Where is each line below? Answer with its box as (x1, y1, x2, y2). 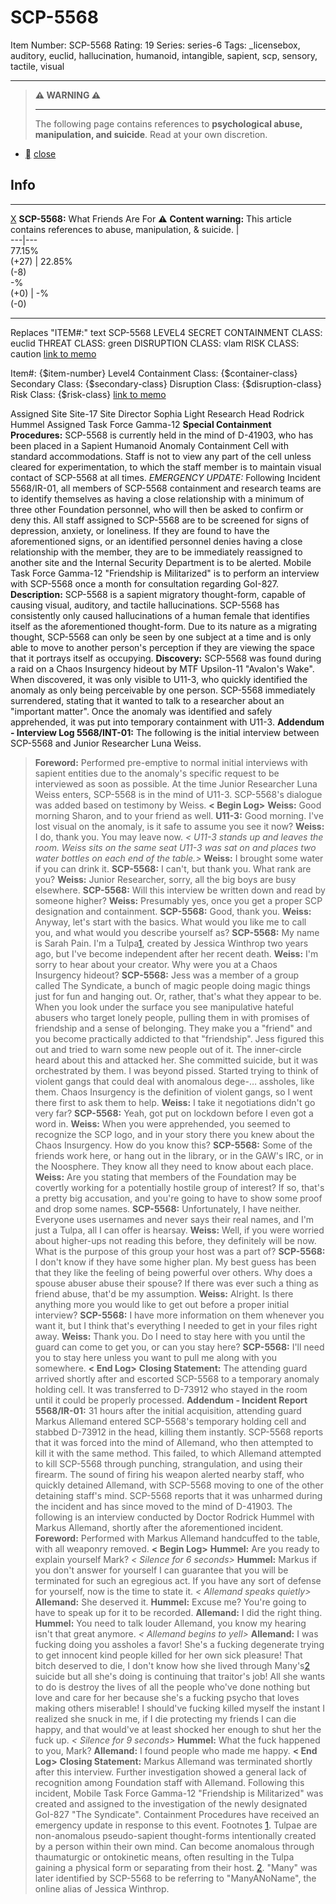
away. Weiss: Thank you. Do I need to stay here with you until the (34, 1330, 306, 1342)
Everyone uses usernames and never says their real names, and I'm (34, 1213, 315, 1225)
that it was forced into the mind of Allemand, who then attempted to (34, 1436, 314, 1448)
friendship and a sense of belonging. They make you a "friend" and (34, 1022, 313, 1034)
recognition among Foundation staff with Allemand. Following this (34, 1776, 305, 1788)
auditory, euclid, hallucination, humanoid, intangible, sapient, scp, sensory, (10, 49, 318, 61)
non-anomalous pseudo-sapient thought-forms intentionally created (34, 1829, 317, 1841)
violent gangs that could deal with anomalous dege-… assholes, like (34, 1075, 315, 1087)
